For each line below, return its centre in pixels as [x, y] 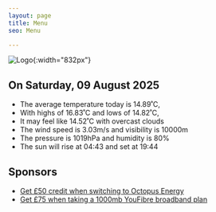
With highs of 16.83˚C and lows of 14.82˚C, [89, 113]
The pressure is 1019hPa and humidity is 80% [94, 138]
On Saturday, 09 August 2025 [84, 85]
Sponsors [33, 172]
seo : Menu [25, 30]
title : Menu [28, 23]
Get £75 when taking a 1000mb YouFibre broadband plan [114, 199]
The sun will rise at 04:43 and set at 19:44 [89, 147]
